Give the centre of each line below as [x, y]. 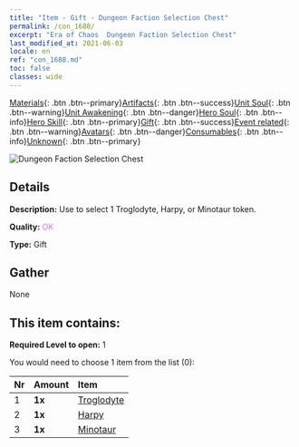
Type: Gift [28, 244]
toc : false [30, 69]
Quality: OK [32, 227]
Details [29, 187]
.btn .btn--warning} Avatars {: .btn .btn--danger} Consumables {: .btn [135, 131]
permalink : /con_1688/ [52, 26]
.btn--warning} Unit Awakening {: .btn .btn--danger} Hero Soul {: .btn [134, 112]
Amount [51, 384]
